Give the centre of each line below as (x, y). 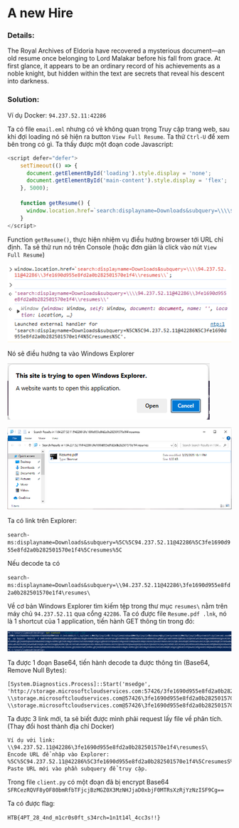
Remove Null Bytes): (37, 671)
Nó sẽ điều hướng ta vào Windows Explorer (71, 353)
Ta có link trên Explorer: (42, 520)
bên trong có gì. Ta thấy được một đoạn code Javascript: (91, 144)
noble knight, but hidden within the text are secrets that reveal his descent (116, 73)
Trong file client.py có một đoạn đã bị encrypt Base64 (88, 782)
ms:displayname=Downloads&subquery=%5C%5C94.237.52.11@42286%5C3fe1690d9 (119, 542)
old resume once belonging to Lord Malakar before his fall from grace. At (114, 58)
